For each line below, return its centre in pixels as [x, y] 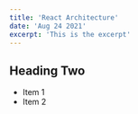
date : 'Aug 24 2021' [48, 26]
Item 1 [33, 92]
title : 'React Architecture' [64, 18]
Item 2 [34, 102]
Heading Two [47, 70]
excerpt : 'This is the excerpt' [70, 34]
